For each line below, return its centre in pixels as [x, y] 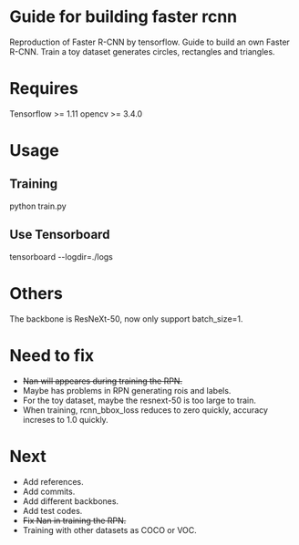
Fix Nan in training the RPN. [74, 520]
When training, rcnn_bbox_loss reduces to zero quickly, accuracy [145, 410]
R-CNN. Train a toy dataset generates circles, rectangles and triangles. [142, 51]
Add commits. [49, 491]
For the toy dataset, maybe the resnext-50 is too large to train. [139, 400]
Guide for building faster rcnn [124, 17]
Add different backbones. [71, 501]
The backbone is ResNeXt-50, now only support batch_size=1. [126, 319]
